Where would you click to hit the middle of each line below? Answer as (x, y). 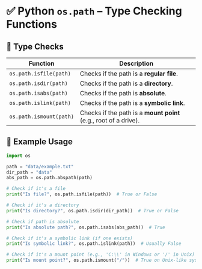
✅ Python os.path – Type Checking (94, 11)
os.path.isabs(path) (38, 93)
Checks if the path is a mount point (130, 113)
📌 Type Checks (35, 46)
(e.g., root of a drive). (110, 120)
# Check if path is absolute (43, 221)
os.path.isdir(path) (38, 84)
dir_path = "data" (29, 172)
